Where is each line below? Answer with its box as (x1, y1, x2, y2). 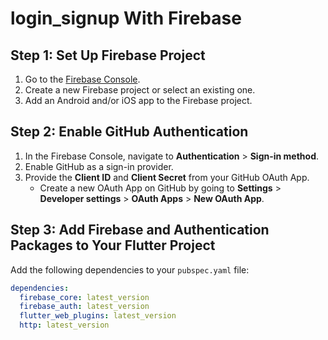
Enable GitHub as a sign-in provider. (24, 160, 174, 172)
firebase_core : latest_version (19, 292, 150, 302)
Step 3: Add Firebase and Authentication (10, 222, 270, 239)
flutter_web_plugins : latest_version (19, 311, 177, 321)
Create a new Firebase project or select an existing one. (24, 84, 256, 96)
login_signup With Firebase (10, 7, 242, 30)
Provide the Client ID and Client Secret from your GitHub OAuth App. (24, 171, 310, 183)
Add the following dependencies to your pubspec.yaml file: (10, 263, 250, 276)
